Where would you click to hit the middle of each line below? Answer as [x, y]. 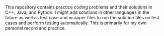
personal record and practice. [36, 28]
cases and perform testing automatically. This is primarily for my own [76, 23]
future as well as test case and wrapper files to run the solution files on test [82, 18]
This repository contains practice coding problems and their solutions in [79, 7]
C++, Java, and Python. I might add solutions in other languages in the [77, 12]
